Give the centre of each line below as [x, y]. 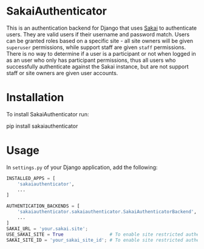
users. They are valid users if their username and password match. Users [98, 34]
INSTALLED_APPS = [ [31, 178]
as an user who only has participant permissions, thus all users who [91, 60]
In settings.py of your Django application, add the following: [82, 167]
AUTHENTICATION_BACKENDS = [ [43, 206]
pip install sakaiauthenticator [42, 126]
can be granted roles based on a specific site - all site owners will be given [100, 41]
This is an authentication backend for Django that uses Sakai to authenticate [102, 28]
